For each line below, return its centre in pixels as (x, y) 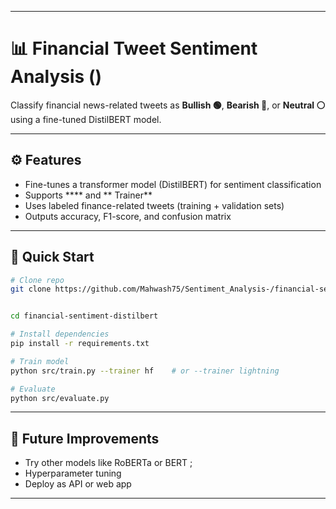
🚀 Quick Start (52, 257)
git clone (31, 289)
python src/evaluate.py (60, 398)
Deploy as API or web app (78, 484)
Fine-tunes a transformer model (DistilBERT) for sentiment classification (173, 184)
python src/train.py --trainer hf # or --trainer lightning (145, 371)
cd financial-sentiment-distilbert (84, 316)
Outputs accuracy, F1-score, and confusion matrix (128, 216)
